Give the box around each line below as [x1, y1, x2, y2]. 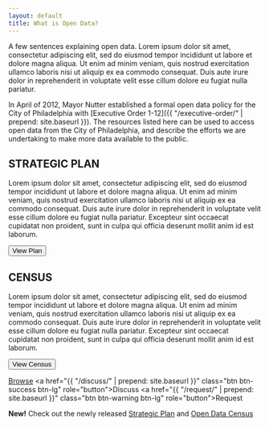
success [8, 385, 36, 395]
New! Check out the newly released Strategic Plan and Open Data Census [8, 409, 254, 419]
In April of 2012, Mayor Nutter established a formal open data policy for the [8, 100, 256, 109]
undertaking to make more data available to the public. [8, 133, 189, 143]
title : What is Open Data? [8, 19, 99, 27]
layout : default [8, 11, 63, 20]
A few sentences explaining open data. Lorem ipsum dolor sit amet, [8, 41, 231, 51]
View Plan [12, 247, 43, 256]
